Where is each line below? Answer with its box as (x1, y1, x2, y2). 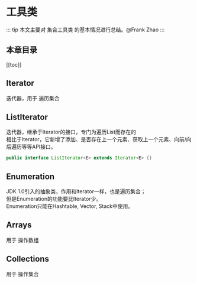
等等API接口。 (21, 143, 56, 151)
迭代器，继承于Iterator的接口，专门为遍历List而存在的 (6, 128, 137, 136)
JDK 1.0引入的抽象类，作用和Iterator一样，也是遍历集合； (6, 188, 146, 195)
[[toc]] (6, 61, 22, 68)
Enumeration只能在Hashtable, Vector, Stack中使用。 (6, 203, 134, 210)
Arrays (6, 220, 32, 230)
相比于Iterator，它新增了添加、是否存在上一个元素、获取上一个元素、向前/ (6, 136, 186, 143)
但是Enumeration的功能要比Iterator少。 (6, 196, 102, 203)
